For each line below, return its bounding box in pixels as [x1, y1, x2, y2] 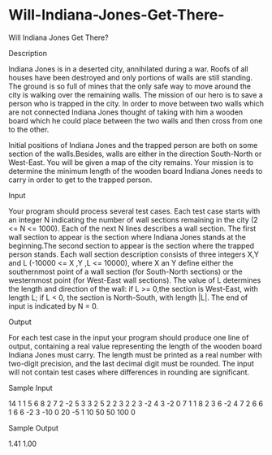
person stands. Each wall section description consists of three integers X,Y [8, 249, 260, 259]
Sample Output [8, 422, 59, 432]
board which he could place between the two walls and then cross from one [8, 115, 263, 125]
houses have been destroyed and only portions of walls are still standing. [8, 72, 253, 82]
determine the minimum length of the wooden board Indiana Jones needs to [8, 166, 263, 175]
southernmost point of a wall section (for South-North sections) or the [8, 266, 243, 276]
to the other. [8, 124, 50, 134]
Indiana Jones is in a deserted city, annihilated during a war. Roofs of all [8, 63, 249, 74]
